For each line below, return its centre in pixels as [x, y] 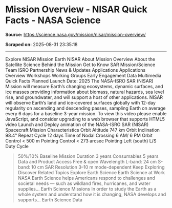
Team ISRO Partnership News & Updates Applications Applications [76, 70]
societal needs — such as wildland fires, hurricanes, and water [84, 183]
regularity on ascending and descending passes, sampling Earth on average [85, 108]
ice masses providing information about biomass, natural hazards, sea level [85, 92]
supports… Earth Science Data [50, 200]
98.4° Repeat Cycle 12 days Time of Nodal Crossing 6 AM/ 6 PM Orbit [79, 135]
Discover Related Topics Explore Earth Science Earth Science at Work [91, 172]
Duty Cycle [17, 146]
